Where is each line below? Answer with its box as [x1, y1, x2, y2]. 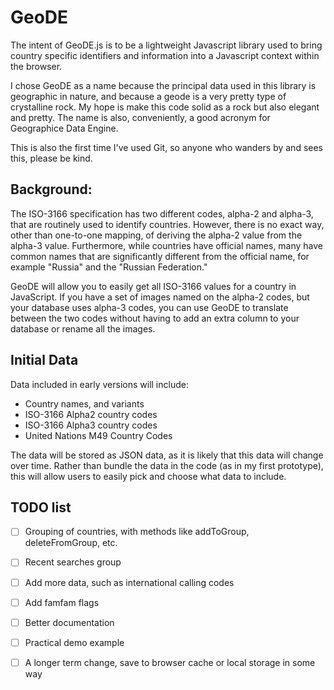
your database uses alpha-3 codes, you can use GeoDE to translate [10, 301, 289, 313]
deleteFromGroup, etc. [24, 537, 118, 549]
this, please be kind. [10, 152, 93, 164]
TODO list [10, 499, 72, 516]
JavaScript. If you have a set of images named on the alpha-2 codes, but [10, 291, 310, 303]
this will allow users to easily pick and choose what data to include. [10, 470, 287, 482]
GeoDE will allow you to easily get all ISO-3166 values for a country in [10, 280, 297, 292]
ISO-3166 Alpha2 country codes [24, 408, 158, 420]
